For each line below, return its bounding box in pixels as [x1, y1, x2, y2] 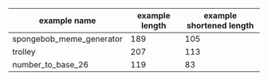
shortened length [186, 20, 254, 31]
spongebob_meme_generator [12, 33, 124, 44]
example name [38, 15, 97, 26]
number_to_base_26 [12, 59, 89, 70]
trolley [12, 47, 36, 57]
